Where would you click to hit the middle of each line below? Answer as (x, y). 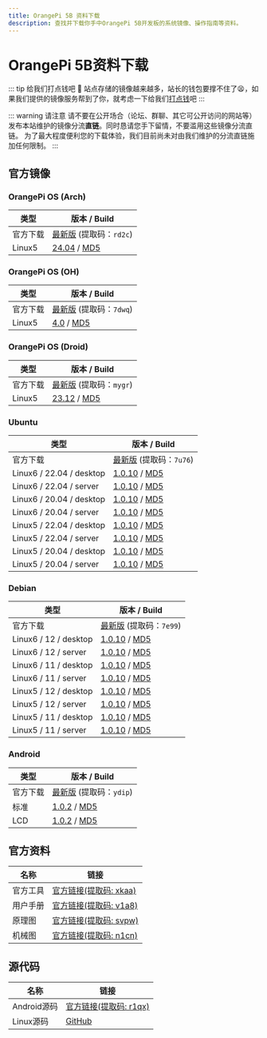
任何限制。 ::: (37, 146)
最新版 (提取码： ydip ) (92, 792)
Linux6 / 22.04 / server (56, 486)
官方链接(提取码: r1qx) (108, 1007)
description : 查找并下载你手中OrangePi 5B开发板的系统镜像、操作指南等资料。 (126, 23)
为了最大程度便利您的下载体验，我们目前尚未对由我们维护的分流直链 (135, 136)
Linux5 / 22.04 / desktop (59, 525)
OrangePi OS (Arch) (47, 197)
